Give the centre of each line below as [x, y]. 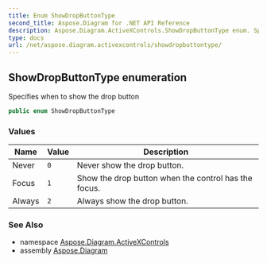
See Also [26, 225]
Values [22, 131]
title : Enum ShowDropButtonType [62, 15]
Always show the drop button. [132, 201]
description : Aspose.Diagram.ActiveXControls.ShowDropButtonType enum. [129, 30]
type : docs [26, 38]
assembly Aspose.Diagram [64, 250]
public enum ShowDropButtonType [62, 111]
